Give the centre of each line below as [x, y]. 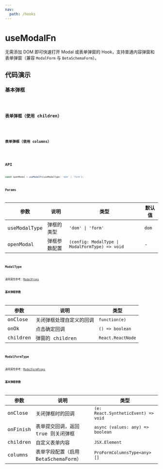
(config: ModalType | [94, 242]
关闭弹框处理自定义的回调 [65, 320]
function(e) [113, 320]
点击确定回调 [50, 329]
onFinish [19, 430]
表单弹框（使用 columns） [28, 142]
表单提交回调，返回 [58, 426]
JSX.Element [108, 442]
